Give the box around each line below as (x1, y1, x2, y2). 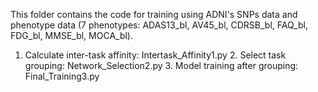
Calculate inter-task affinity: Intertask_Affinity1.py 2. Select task (24, 49, 287, 61)
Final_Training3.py (24, 70, 100, 82)
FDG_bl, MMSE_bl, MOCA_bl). (10, 30, 134, 41)
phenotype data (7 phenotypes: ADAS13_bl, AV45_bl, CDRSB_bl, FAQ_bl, (10, 19, 308, 31)
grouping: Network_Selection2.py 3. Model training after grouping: (24, 60, 299, 71)
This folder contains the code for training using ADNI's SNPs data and (10, 9, 298, 20)
